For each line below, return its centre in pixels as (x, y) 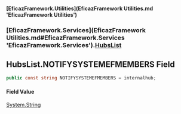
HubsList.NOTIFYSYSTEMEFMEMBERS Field (90, 64)
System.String (24, 105)
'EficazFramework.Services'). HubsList (64, 45)
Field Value (20, 91)
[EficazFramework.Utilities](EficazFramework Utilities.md (80, 8)
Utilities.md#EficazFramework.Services (65, 38)
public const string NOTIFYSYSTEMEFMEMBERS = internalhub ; (81, 78)
